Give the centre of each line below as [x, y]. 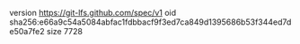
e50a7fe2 [27, 31]
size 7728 [65, 31]
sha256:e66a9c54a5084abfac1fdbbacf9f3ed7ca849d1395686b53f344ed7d [150, 22]
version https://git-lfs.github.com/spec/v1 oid [93, 13]
